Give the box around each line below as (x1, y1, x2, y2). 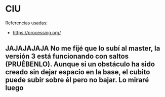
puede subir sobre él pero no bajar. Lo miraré (5, 76, 149, 84)
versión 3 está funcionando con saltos (5, 52, 129, 61)
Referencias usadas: (5, 20, 48, 26)
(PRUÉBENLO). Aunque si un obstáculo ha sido (5, 60, 155, 69)
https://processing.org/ (12, 29, 61, 35)
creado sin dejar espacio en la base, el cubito (5, 68, 150, 76)
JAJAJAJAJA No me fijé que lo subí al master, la (5, 44, 160, 53)
